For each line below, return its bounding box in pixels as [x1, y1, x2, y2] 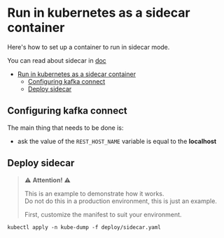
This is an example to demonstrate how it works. [24, 189, 164, 198]
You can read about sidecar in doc [7, 56, 106, 64]
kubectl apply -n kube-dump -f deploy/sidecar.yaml [7, 223, 161, 231]
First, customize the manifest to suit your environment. [24, 210, 182, 218]
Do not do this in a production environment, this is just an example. [24, 197, 217, 205]
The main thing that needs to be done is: [7, 124, 124, 132]
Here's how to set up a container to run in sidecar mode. [7, 43, 170, 51]
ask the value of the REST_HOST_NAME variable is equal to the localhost [17, 137, 217, 145]
